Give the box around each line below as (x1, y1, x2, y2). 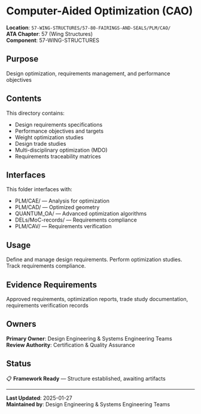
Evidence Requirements (6, 280, 98, 290)
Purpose (6, 54, 39, 64)
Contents (6, 94, 42, 104)
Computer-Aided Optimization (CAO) (6, 4, 193, 18)
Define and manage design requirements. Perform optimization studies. (6, 256, 182, 263)
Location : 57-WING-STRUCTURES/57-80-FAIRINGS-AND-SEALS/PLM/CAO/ (6, 24, 171, 31)
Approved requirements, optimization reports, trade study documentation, (6, 296, 188, 302)
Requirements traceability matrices (14, 152, 101, 160)
